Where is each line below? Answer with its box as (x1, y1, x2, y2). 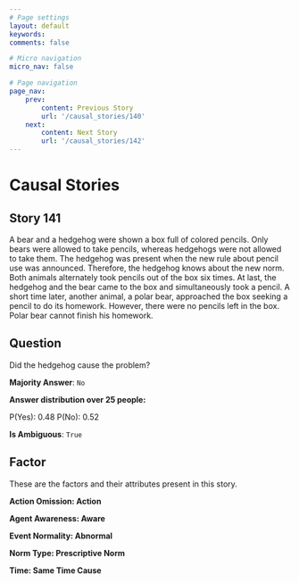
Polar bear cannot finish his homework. (9, 310, 154, 321)
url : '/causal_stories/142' (41, 137, 145, 146)
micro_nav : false (9, 62, 74, 71)
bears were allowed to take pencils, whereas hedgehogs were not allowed (9, 244, 282, 254)
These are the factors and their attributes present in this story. (9, 479, 238, 489)
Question (9, 336, 62, 351)
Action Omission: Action (9, 496, 102, 506)
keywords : (9, 29, 46, 38)
